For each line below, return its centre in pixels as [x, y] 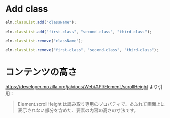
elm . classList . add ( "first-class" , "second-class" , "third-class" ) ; [79, 32]
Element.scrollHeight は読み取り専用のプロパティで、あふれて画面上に [91, 104]
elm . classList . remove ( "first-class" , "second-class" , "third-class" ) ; [82, 50]
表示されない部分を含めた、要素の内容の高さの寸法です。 [78, 110]
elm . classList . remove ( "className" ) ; [44, 41]
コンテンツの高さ [41, 72]
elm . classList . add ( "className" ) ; [41, 22]
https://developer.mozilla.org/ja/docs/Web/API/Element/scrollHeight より [82, 87]
